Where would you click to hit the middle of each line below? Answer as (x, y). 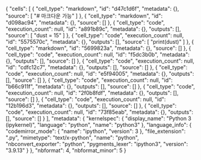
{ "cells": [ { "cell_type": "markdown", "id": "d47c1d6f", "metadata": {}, (92, 9)
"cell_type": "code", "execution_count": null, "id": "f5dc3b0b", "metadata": (98, 54)
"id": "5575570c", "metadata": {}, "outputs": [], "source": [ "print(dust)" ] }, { (100, 42)
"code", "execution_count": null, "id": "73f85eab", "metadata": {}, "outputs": (100, 112)
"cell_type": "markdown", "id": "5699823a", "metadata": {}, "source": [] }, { (98, 48)
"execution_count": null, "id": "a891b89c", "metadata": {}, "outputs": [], (93, 29)
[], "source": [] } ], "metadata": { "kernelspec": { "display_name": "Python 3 (99, 118)
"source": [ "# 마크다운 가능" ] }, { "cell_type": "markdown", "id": (84, 16)
